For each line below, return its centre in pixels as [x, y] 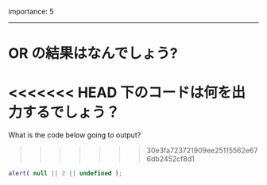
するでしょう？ [72, 112]
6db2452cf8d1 [170, 159]
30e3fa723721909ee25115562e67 [202, 151]
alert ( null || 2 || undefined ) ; [66, 174]
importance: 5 [31, 12]
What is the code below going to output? [75, 135]
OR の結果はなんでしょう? [93, 54]
